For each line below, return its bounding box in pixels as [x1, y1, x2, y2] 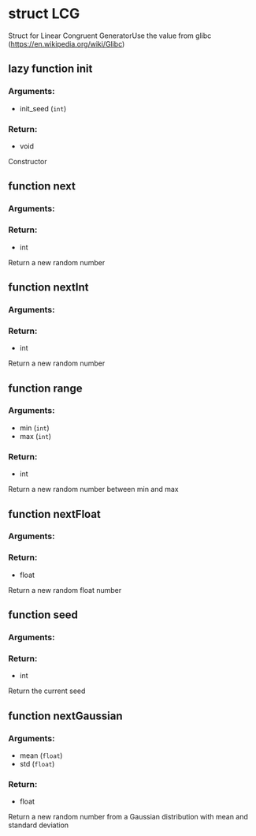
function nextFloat [8, 507, 101, 521]
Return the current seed [8, 686, 86, 695]
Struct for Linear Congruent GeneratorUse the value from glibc [8, 31, 212, 40]
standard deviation [8, 820, 69, 830]
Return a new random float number [8, 585, 122, 594]
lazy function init [8, 62, 93, 76]
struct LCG [8, 5, 80, 23]
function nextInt [8, 280, 89, 294]
